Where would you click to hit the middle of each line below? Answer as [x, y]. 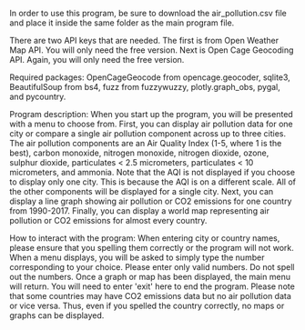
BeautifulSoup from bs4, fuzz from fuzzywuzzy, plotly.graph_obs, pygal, [145, 87]
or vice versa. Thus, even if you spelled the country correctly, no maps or [147, 305]
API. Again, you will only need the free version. [97, 60]
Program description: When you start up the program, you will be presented [151, 114]
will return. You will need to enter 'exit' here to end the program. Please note [152, 286]
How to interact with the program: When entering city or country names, [145, 238]
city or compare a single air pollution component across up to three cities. [148, 134]
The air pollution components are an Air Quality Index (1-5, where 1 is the [146, 143]
